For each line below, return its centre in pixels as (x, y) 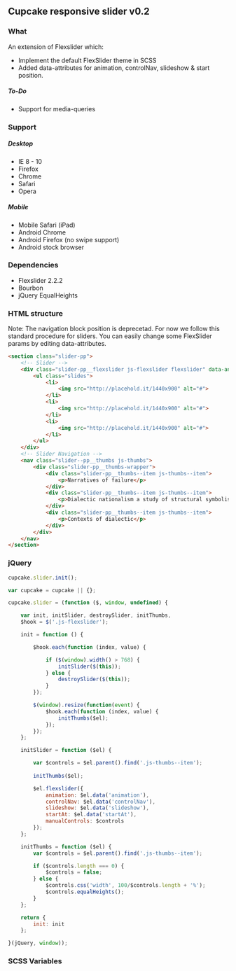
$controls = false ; (74, 872)
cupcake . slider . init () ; (43, 578)
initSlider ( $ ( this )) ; (89, 666)
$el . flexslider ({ (58, 788)
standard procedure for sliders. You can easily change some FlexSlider (110, 336)
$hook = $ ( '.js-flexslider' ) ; (65, 622)
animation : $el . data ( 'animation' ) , (97, 795)
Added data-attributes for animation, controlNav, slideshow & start (114, 68)
